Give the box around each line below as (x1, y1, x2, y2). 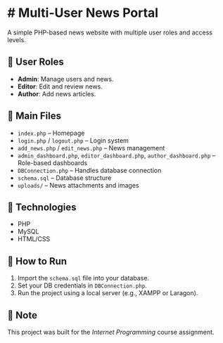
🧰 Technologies (7, 201, 77, 213)
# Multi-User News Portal (7, 5, 159, 21)
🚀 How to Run (7, 255, 68, 267)
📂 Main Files (7, 110, 62, 122)
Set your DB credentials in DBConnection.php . (17, 281, 148, 290)
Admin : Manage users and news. (17, 75, 114, 83)
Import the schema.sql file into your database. (17, 274, 150, 283)
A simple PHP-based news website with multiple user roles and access (7, 28, 213, 37)
